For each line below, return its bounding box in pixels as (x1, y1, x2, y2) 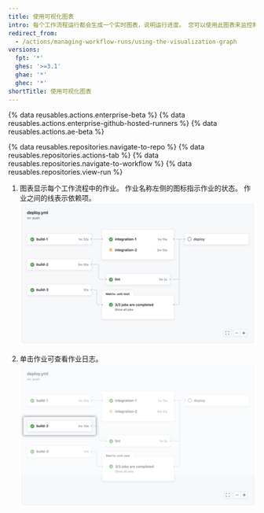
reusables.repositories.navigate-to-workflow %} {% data (8, 158, 192, 168)
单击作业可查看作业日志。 (19, 354, 103, 364)
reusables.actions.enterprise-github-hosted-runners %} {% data (8, 118, 218, 127)
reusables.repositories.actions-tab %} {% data (8, 150, 159, 160)
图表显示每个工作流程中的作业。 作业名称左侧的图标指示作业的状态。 (19, 183, 242, 193)
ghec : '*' (15, 79, 47, 87)
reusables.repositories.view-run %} (8, 167, 123, 176)
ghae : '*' (15, 71, 47, 79)
